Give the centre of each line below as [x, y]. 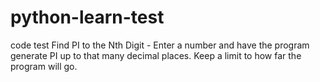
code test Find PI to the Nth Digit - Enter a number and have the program [160, 45]
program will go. [44, 66]
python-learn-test [87, 17]
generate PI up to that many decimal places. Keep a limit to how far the [156, 55]
